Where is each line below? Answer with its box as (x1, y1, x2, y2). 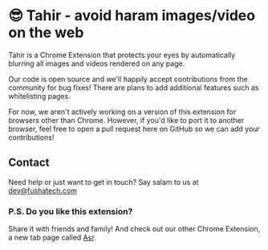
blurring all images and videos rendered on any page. (8, 59, 185, 68)
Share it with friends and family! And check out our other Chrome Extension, (8, 224, 261, 234)
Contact (8, 156, 50, 170)
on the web (8, 23, 84, 42)
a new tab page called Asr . (8, 232, 96, 243)
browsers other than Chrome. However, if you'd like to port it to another (8, 115, 245, 125)
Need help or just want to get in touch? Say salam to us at (8, 177, 199, 186)
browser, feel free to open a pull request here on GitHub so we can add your (8, 124, 261, 133)
